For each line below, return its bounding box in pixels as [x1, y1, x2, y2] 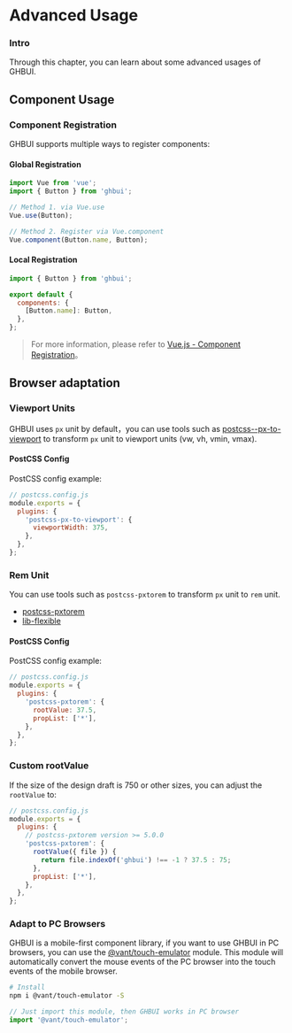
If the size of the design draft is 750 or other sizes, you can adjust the [9, 780, 263, 790]
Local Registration [9, 254, 78, 266]
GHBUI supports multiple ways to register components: [9, 139, 211, 150]
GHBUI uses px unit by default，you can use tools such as [9, 423, 221, 434]
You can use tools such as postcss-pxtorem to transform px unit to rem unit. [9, 590, 280, 600]
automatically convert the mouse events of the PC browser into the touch [9, 957, 276, 967]
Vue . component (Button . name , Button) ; [9, 235, 149, 244]
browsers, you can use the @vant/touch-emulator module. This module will [9, 947, 284, 958]
